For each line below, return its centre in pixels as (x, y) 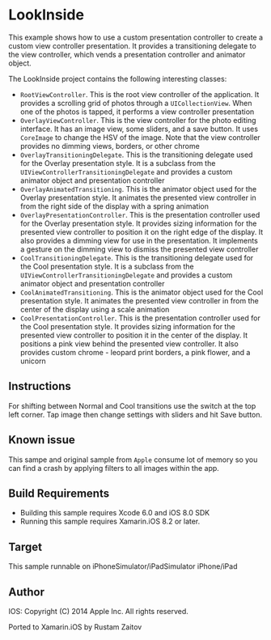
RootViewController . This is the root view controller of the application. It (140, 94)
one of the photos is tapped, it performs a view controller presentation (137, 112)
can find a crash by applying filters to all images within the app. (114, 468)
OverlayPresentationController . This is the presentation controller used (140, 214)
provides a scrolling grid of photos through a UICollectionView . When (136, 103)
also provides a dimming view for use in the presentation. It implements (139, 240)
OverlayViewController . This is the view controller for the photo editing (138, 120)
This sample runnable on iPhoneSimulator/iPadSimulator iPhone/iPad (123, 566)
